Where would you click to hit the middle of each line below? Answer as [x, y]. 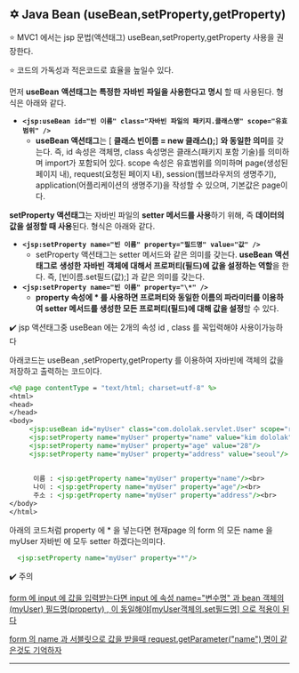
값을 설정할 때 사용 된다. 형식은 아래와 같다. [82, 226]
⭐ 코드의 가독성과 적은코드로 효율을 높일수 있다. [92, 69]
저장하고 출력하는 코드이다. [56, 371]
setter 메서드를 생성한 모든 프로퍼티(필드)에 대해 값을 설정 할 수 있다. [162, 308]
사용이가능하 [261, 327]
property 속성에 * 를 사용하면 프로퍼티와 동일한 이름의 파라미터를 [148, 297]
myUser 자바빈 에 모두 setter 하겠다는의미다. [88, 541]
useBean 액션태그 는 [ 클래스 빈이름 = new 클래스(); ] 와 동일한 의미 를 [155, 140]
